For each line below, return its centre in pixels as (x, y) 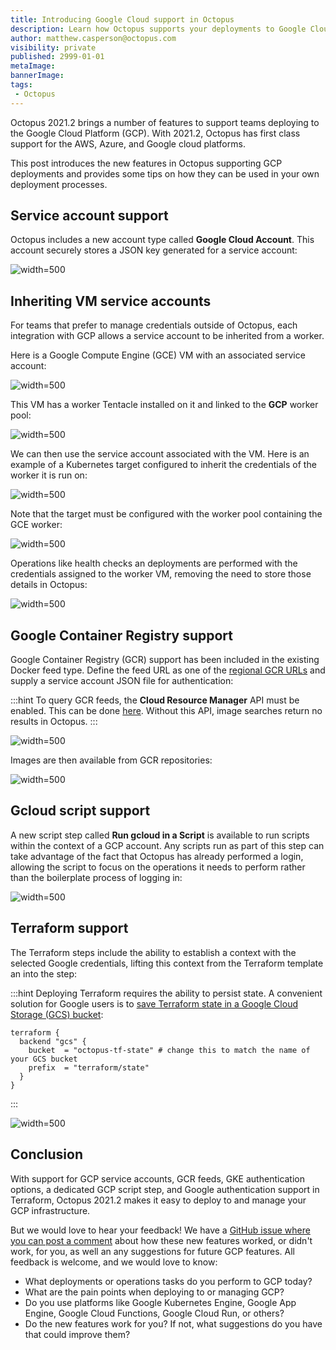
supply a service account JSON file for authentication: (122, 681)
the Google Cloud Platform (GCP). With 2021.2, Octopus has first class (155, 133)
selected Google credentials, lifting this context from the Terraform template (167, 963)
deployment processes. (59, 184)
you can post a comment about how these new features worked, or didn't (161, 1240)
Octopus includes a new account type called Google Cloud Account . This (162, 240)
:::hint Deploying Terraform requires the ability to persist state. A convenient (166, 993)
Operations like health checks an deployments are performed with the (154, 563)
